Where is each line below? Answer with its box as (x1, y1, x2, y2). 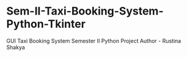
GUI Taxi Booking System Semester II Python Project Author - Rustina (6, 37, 182, 44)
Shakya (6, 44, 26, 51)
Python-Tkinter (6, 17, 86, 31)
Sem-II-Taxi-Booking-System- (6, 4, 164, 18)
